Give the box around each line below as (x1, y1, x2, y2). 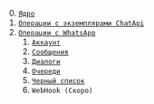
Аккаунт (31, 38, 61, 47)
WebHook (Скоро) (31, 86, 93, 95)
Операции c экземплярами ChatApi (17, 19, 145, 28)
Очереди (31, 67, 61, 76)
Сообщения (31, 48, 70, 57)
